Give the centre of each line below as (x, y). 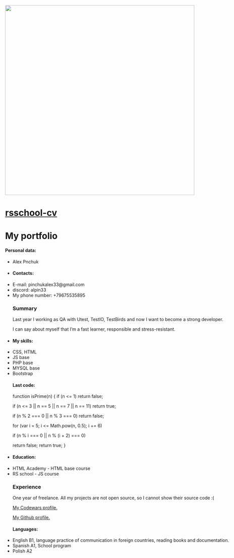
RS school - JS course (36, 473)
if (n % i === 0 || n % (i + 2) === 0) (49, 435)
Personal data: (21, 250)
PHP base (23, 363)
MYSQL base (26, 368)
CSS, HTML (24, 352)
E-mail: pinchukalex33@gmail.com (48, 284)
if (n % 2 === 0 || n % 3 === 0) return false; (58, 416)
